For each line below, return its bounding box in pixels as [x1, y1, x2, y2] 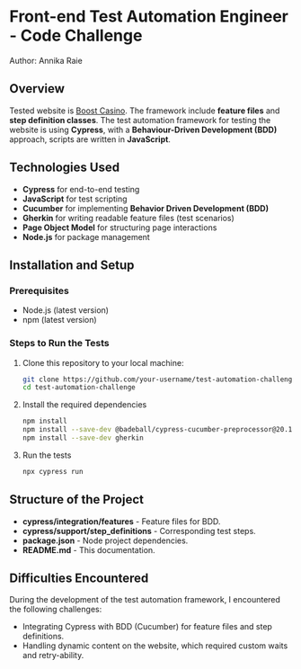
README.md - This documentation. [22, 544, 155, 555]
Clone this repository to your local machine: [22, 357, 184, 368]
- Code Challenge [9, 25, 143, 46]
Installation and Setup [9, 257, 135, 272]
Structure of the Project [9, 492, 144, 507]
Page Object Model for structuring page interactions [22, 222, 217, 233]
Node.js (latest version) [22, 305, 110, 316]
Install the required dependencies [22, 399, 147, 410]
